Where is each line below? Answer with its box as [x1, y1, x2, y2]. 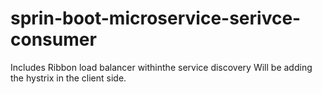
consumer [10, 28, 97, 51]
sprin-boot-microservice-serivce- [10, 7, 302, 30]
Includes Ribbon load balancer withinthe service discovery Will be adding [10, 61, 313, 73]
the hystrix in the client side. [10, 72, 127, 84]
